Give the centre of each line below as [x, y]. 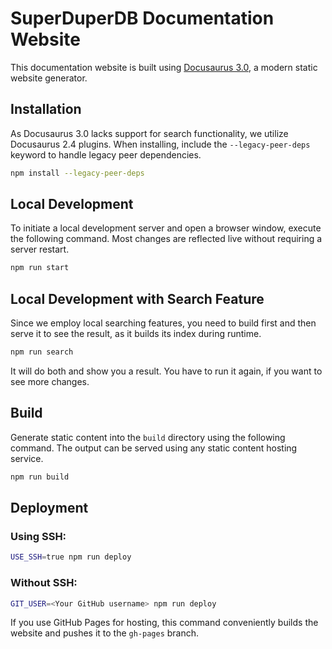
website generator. [49, 78]
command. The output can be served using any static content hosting [154, 448]
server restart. [40, 249]
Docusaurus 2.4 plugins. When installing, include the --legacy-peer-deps [160, 144]
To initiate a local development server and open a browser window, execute [166, 228]
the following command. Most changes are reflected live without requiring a [166, 239]
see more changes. [50, 381]
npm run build [40, 477]
